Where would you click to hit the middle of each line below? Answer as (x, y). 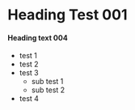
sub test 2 (48, 90)
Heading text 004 (38, 37)
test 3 (29, 73)
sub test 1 (47, 82)
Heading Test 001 (67, 15)
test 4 (29, 99)
